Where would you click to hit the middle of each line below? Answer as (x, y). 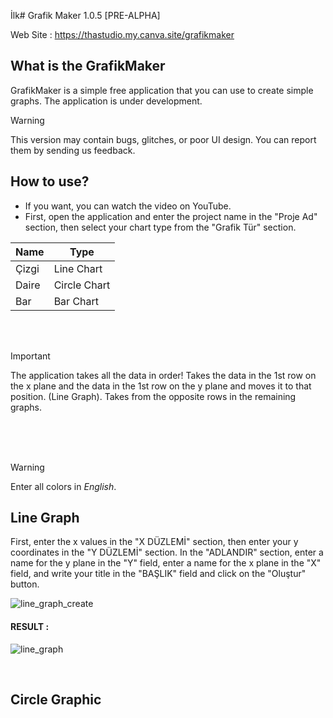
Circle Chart (82, 285)
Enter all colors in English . (63, 486)
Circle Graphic (56, 700)
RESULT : (30, 627)
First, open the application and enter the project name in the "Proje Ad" (171, 216)
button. (25, 584)
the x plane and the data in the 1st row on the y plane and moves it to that (161, 386)
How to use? (50, 181)
